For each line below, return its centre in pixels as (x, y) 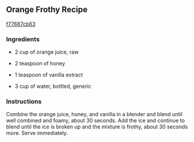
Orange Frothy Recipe (47, 10)
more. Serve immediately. (37, 133)
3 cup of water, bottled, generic (53, 86)
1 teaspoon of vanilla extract (49, 75)
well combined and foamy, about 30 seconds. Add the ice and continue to (96, 121)
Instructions (24, 101)
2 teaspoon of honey (40, 64)
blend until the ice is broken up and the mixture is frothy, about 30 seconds (97, 127)
